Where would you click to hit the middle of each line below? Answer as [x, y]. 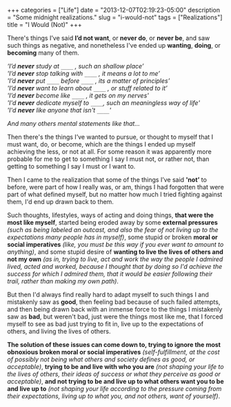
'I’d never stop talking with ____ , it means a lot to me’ [84, 73]
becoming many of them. [43, 53]
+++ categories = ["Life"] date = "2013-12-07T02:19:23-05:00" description [114, 10]
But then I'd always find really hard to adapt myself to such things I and [108, 294]
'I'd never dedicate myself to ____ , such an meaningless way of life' [104, 103]
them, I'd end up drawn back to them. [60, 202]
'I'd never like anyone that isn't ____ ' [59, 110]
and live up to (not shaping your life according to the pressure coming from [114, 389]
